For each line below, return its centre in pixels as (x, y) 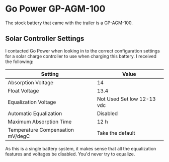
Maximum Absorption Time (40, 122)
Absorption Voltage (31, 82)
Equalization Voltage (32, 102)
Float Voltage (23, 90)
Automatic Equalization (35, 113)
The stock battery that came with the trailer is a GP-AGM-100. (69, 23)
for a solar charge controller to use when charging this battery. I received (81, 56)
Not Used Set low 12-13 (126, 99)
